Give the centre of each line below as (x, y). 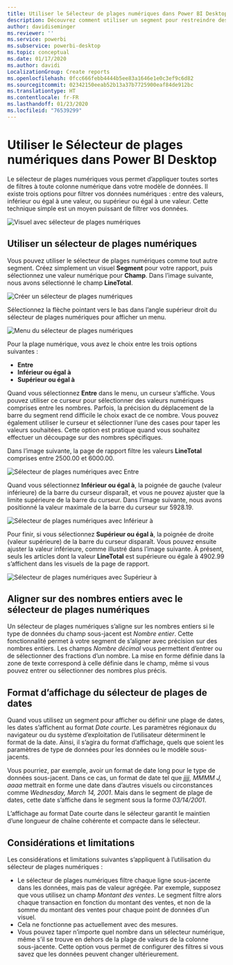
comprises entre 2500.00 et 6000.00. (61, 458)
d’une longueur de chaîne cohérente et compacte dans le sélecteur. (104, 821)
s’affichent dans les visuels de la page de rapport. (78, 563)
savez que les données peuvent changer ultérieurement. (98, 954)
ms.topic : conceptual (38, 53)
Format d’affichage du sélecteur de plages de (107, 692)
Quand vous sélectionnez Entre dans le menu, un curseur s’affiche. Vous (111, 393)
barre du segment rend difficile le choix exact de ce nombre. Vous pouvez (113, 415)
